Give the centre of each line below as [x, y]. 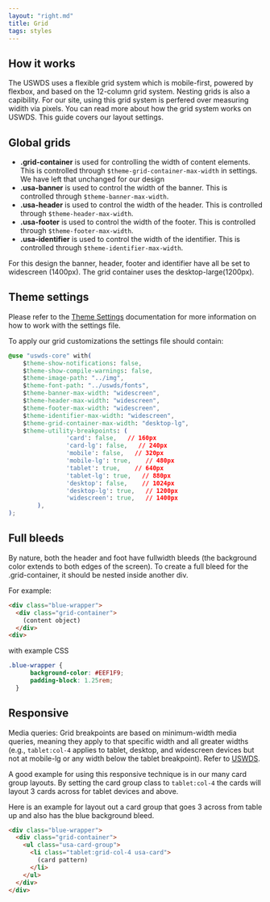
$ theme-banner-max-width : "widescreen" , [91, 393]
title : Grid [28, 23]
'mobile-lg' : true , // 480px [120, 461]
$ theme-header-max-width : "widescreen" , [91, 401]
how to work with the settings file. [64, 325]
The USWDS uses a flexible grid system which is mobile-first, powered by [131, 83]
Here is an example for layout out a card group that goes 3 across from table [135, 807]
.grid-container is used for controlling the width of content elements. [135, 162]
